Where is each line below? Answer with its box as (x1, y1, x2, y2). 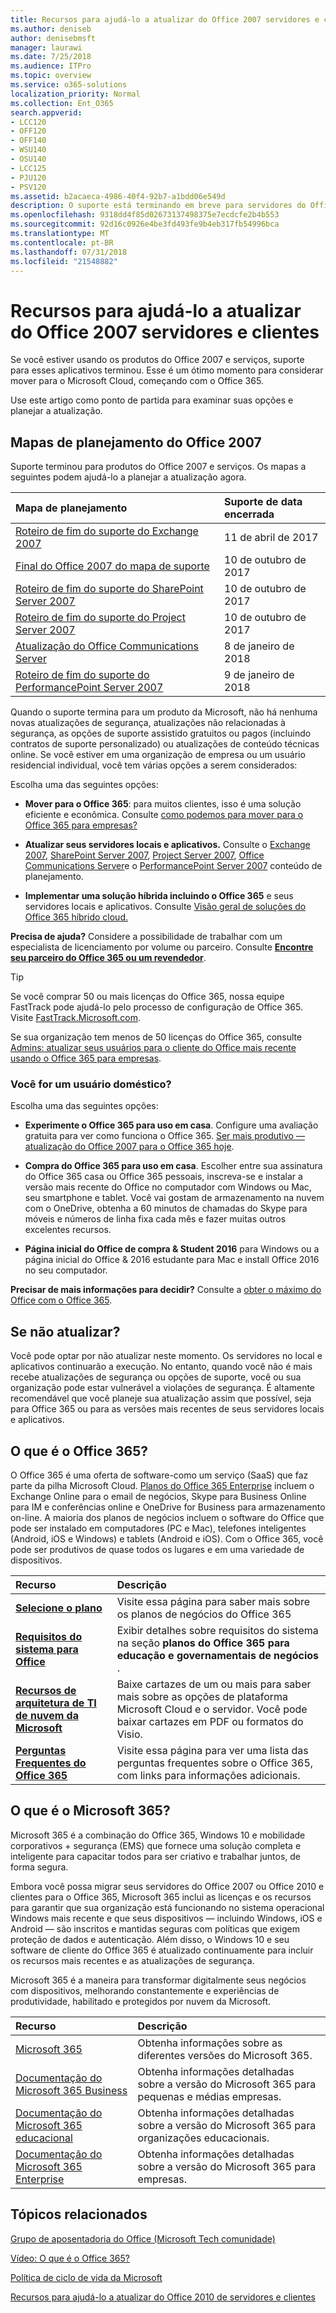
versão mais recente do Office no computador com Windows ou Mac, (24, 1181, 312, 1193)
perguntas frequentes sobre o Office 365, (116, 1756, 314, 1770)
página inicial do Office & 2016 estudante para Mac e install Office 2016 (24, 1254, 320, 1266)
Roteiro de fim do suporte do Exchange (15, 524, 199, 538)
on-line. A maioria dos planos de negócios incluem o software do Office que (10, 1512, 325, 1524)
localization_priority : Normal (10, 89, 141, 99)
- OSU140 (10, 154, 47, 164)
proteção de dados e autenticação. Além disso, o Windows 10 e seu (10, 1933, 290, 1945)
